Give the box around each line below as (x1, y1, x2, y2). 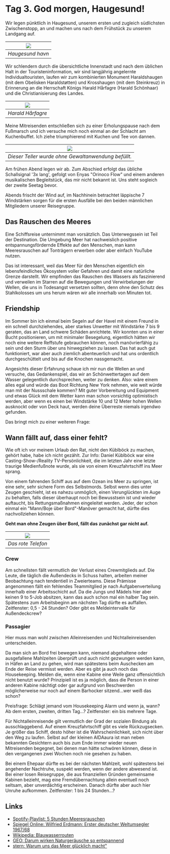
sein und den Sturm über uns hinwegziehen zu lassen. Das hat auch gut (5, 345, 156, 351)
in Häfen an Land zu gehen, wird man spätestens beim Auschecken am (5, 660, 154, 667)
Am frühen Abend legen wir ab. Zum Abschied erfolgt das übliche (5, 166, 143, 172)
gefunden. (5, 409, 27, 415)
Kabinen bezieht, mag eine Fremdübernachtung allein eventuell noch (5, 777, 149, 783)
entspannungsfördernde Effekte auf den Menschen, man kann (5, 242, 135, 248)
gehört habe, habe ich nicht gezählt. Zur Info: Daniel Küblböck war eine (5, 452, 154, 459)
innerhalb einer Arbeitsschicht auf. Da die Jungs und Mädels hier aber (5, 588, 152, 594)
